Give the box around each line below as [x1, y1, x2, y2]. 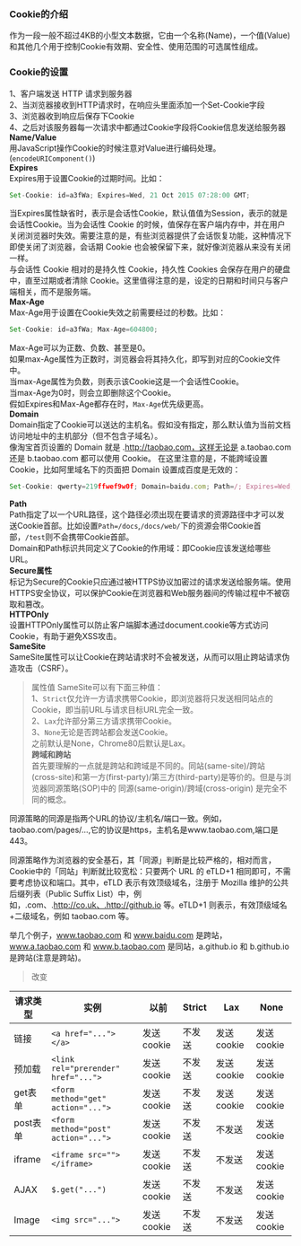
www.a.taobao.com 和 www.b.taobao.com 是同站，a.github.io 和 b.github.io [9, 941, 289, 952]
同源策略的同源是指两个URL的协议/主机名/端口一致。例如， [9, 813, 227, 824]
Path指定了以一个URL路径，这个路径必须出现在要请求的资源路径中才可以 [9, 509, 278, 520]
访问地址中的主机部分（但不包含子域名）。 [9, 431, 163, 442]
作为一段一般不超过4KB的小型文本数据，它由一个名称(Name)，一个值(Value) [9, 30, 291, 41]
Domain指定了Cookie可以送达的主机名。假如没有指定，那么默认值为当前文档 [9, 419, 291, 430]
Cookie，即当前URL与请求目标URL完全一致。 [30, 705, 199, 715]
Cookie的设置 [9, 66, 69, 78]
